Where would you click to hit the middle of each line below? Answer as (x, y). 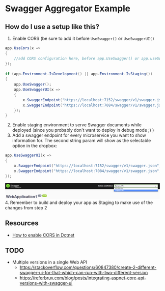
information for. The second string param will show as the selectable (82, 141)
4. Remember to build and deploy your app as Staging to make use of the (79, 203)
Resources (22, 223)
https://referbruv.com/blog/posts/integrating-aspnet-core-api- (83, 278)
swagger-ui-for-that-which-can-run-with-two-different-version (84, 273)
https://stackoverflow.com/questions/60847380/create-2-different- (88, 267)
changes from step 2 (26, 207)
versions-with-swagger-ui (46, 283)
